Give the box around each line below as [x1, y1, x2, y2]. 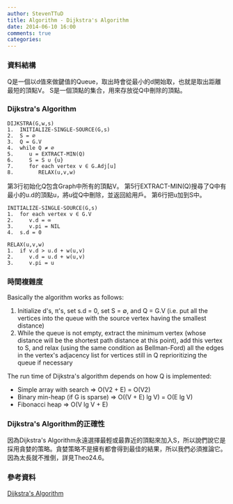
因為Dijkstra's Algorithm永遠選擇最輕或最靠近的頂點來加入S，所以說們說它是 [7, 436, 226, 445]
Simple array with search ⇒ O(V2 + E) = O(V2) [17, 385, 151, 394]
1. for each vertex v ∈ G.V [7, 211, 92, 217]
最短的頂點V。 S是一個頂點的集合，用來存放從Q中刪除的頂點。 [7, 86, 186, 95]
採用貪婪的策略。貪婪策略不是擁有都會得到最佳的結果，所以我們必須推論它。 [7, 445, 227, 453]
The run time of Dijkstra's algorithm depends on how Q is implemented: [7, 372, 212, 381]
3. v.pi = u [7, 259, 54, 266]
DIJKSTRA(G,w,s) [7, 120, 54, 127]
